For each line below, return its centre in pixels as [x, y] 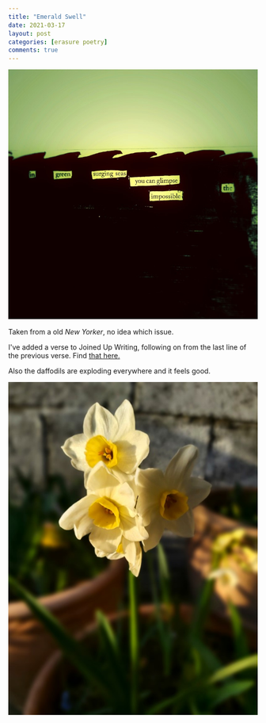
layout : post [30, 33]
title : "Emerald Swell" [47, 17]
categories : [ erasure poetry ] [58, 42]
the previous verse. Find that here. [64, 356]
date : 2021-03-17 [37, 25]
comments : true [33, 50]
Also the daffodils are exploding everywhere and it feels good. [110, 371]
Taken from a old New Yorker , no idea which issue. [91, 332]
